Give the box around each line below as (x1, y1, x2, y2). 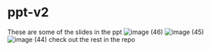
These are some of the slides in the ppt (7, 28, 123, 36)
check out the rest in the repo (48, 35, 135, 43)
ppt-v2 (7, 4, 49, 21)
